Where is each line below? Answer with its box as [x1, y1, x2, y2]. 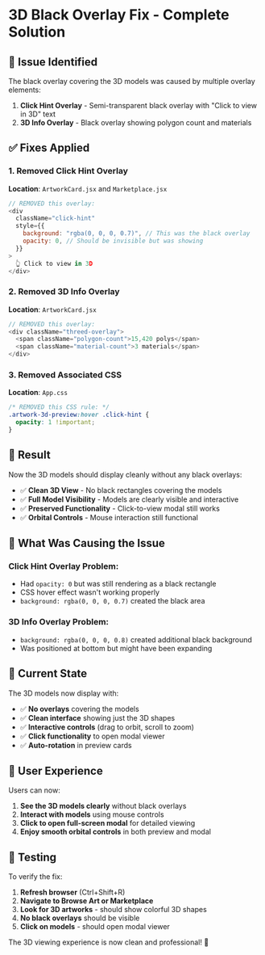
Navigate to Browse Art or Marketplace [19, 896, 154, 906]
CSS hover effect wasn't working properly [19, 587, 159, 597]
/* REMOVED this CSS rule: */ [8, 403, 110, 411]
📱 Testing [8, 850, 57, 864]
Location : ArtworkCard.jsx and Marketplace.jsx [8, 183, 168, 193]
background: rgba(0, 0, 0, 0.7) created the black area [19, 596, 205, 606]
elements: [8, 85, 42, 95]
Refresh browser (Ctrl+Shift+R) [19, 887, 126, 898]
